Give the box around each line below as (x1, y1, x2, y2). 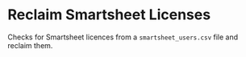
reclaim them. (7, 40, 53, 50)
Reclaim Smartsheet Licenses (7, 6, 211, 24)
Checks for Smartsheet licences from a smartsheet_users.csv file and (7, 32, 239, 42)
